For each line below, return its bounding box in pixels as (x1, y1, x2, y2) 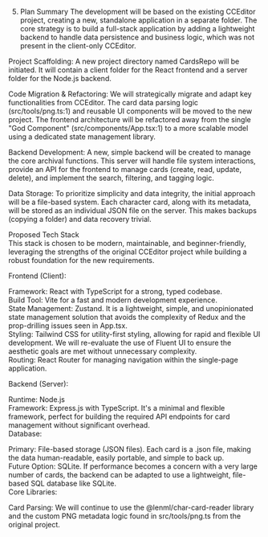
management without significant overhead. (8, 420, 150, 429)
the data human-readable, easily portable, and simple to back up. (8, 453, 225, 462)
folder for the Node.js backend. (8, 74, 112, 83)
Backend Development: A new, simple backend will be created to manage (8, 148, 251, 157)
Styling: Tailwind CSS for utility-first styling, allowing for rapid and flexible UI (8, 330, 261, 338)
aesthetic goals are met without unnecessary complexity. (8, 346, 197, 356)
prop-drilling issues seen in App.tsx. (8, 321, 128, 330)
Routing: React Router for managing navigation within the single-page (8, 355, 238, 364)
